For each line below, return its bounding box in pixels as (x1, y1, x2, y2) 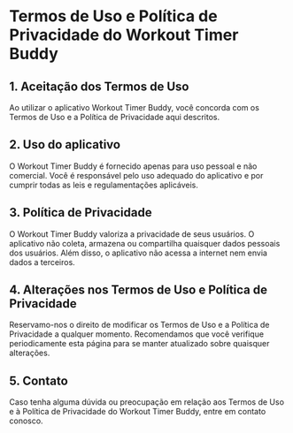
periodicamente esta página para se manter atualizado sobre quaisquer (9, 338, 270, 349)
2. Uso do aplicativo (9, 137, 121, 152)
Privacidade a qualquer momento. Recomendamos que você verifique (9, 329, 264, 339)
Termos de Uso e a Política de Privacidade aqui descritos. (9, 112, 220, 122)
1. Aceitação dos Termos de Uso (9, 79, 189, 94)
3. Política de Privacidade (9, 205, 152, 220)
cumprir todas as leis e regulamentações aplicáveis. (9, 179, 199, 190)
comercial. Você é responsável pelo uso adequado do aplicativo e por (9, 170, 264, 180)
